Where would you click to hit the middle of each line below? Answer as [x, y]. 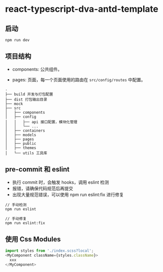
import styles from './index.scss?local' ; [49, 251]
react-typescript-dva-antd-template [82, 9]
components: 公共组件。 [37, 69]
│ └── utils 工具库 [26, 153]
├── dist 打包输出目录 [26, 100]
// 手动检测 [16, 205]
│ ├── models [21, 135]
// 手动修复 [16, 219]
